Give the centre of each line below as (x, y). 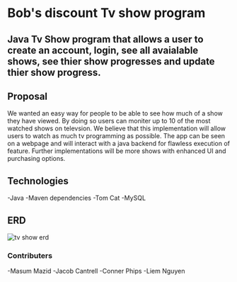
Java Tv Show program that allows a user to (105, 39)
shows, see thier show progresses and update (111, 61)
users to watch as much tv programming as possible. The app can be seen (116, 136)
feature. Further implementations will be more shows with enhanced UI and (117, 151)
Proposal (28, 96)
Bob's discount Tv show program (106, 13)
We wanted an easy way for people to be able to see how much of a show (115, 113)
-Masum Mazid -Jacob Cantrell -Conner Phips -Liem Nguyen (96, 271)
